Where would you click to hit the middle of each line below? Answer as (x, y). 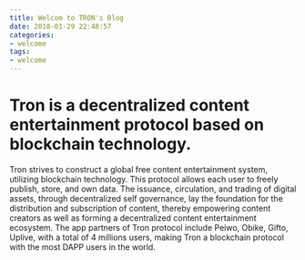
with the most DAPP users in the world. (83, 246)
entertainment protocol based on (137, 125)
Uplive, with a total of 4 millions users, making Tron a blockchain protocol (147, 237)
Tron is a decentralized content (130, 105)
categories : (32, 35)
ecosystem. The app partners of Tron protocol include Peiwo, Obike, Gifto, (149, 227)
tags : (20, 52)
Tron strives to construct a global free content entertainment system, (139, 169)
